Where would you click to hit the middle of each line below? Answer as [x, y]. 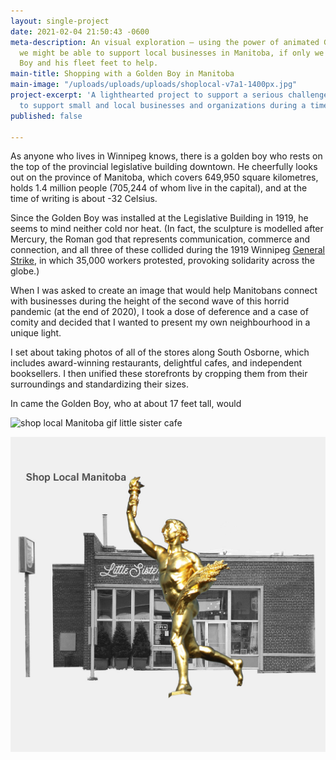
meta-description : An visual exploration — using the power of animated [165, 42]
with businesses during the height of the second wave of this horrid [150, 301]
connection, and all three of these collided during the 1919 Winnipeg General [167, 250]
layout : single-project [60, 21]
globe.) [25, 271]
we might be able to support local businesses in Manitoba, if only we [172, 53]
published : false [46, 116]
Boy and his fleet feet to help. [89, 63]
